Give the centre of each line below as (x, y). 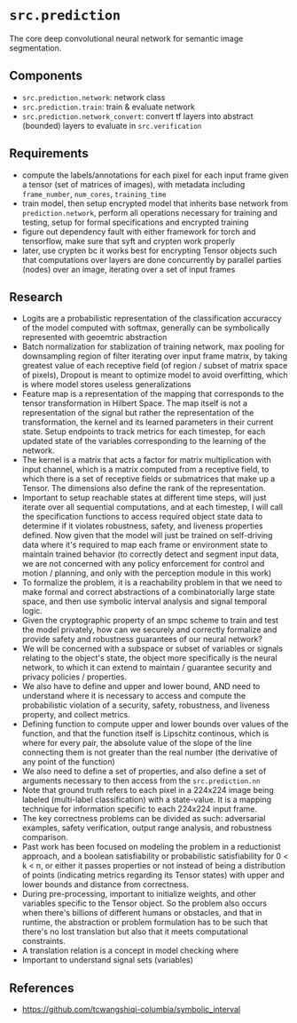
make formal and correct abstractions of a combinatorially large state (148, 592)
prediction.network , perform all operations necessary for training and (149, 212)
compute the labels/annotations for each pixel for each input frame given (155, 175)
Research (36, 297)
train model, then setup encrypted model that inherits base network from (155, 203)
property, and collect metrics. (76, 715)
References (42, 988)
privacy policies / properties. (74, 677)
